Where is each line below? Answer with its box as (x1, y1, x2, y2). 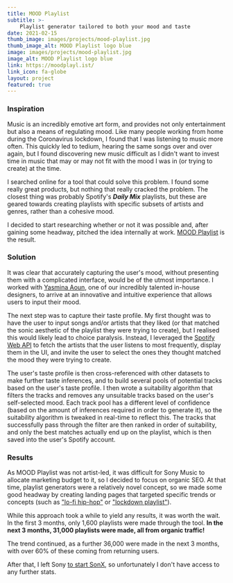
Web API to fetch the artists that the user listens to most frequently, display (7, 341, 221, 349)
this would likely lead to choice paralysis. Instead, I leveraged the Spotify (7, 333, 215, 341)
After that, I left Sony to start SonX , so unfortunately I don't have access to (7, 560, 220, 569)
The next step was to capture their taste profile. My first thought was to (7, 311, 212, 319)
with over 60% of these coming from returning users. (7, 547, 159, 555)
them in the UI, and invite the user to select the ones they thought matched (7, 348, 221, 356)
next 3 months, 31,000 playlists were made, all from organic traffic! (7, 526, 205, 534)
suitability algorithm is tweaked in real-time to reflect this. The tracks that (7, 413, 216, 421)
